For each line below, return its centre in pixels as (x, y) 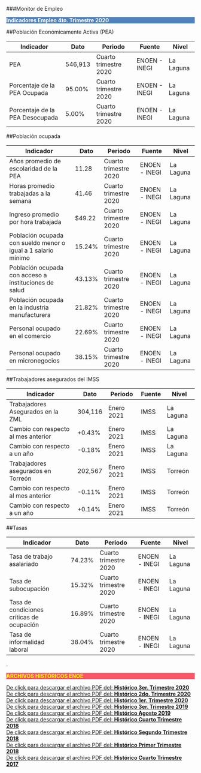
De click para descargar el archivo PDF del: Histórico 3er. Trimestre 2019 (97, 707)
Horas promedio (32, 186)
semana (20, 201)
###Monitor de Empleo (35, 9)
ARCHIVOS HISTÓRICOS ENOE (45, 676)
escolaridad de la (33, 169)
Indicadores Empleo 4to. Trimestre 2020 (58, 20)
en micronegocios (34, 361)
